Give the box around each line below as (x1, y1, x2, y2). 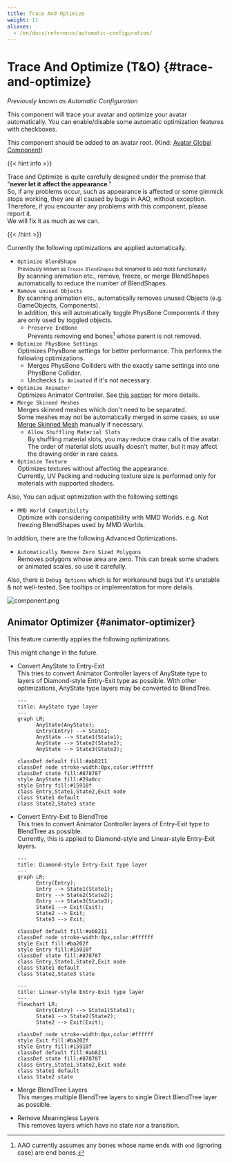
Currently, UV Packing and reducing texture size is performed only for (17, 472, 216, 480)
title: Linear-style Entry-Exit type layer (17, 988, 145, 995)
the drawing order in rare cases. (27, 450, 119, 458)
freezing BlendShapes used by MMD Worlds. (17, 520, 145, 529)
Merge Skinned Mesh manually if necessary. (17, 420, 144, 428)
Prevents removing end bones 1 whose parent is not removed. (27, 330, 202, 340)
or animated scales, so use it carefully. (17, 562, 127, 570)
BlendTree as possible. (17, 827, 83, 835)
